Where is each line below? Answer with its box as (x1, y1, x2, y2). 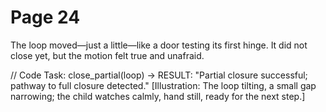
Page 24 (10, 6, 81, 29)
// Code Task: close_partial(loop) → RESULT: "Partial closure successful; (10, 69, 308, 81)
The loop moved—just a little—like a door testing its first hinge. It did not (10, 39, 308, 51)
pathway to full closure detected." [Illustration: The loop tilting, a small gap (10, 79, 317, 91)
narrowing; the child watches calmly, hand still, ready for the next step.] (10, 90, 306, 102)
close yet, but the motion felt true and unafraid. (10, 49, 205, 61)
